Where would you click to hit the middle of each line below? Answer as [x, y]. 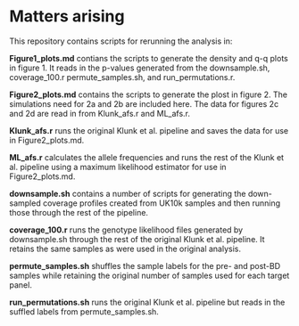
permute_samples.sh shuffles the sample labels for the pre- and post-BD [145, 265]
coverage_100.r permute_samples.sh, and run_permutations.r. [122, 77]
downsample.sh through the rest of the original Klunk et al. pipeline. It [137, 239]
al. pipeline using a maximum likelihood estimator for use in [118, 167]
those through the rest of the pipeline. [79, 212]
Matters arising [67, 16]
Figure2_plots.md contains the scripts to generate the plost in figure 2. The [149, 94]
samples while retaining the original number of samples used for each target [149, 275]
